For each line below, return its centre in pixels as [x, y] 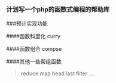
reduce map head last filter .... [58, 73]
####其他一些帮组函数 [34, 62]
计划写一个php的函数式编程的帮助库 [58, 9]
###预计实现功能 [27, 24]
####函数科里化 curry [33, 36]
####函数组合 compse [34, 49]
